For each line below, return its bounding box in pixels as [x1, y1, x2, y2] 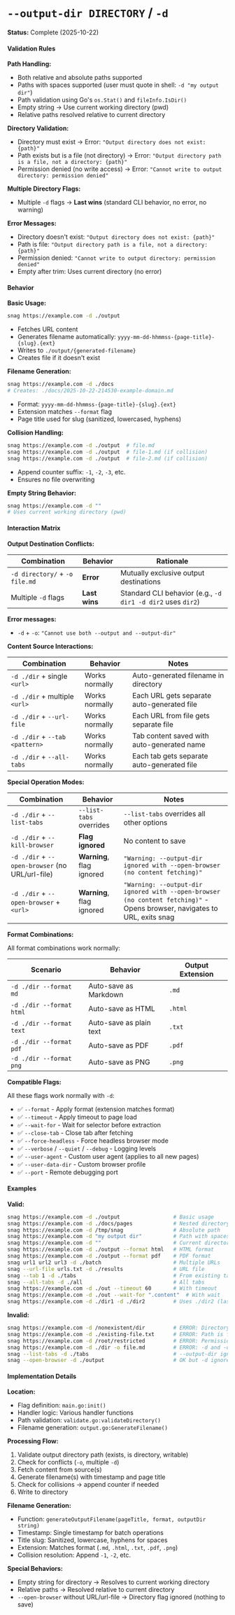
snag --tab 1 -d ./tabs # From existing [7, 1272, 220, 1279]
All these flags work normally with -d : [7, 1091, 115, 1099]
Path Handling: [7, 60, 52, 68]
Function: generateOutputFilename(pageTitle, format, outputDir [17, 1515, 206, 1523]
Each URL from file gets [132, 710, 210, 720]
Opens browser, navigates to [123, 903, 218, 913]
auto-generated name [132, 739, 206, 749]
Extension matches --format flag [17, 407, 112, 415]
